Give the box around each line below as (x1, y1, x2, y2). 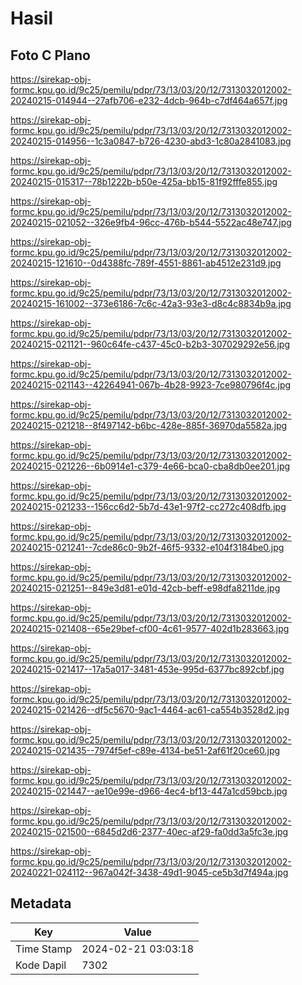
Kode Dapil (15, 958, 67, 972)
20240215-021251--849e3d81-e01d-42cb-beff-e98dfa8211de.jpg (10, 582, 281, 594)
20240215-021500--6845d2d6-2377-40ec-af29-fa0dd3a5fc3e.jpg (10, 826, 289, 837)
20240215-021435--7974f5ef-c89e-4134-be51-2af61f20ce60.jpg (10, 745, 281, 756)
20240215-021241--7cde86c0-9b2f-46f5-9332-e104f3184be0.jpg (10, 542, 285, 553)
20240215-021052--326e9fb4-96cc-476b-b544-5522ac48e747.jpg (10, 217, 292, 228)
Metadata (10, 895, 72, 912)
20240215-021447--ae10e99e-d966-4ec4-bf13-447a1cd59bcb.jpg (10, 785, 288, 797)
